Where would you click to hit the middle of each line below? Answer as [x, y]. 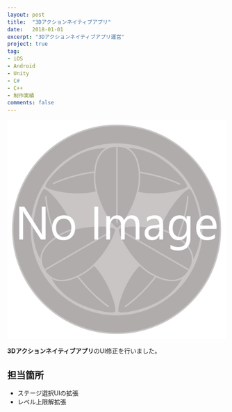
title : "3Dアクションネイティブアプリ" [59, 22]
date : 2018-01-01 [35, 29]
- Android [22, 66]
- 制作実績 [21, 95]
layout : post [26, 15]
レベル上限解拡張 [42, 402]
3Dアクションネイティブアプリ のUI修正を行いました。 [84, 351]
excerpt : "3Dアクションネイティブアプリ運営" [66, 37]
